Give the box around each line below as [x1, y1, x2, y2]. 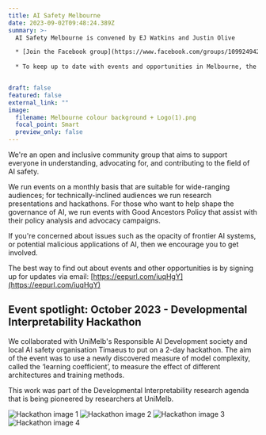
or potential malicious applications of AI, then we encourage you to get [8, 239, 239, 249]
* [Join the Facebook [15, 48, 87, 56]
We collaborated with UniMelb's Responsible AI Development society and [8, 336, 248, 345]
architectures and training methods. [8, 370, 125, 380]
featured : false [8, 91, 62, 99]
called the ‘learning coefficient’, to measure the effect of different [8, 361, 221, 371]
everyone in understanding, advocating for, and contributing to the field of [8, 158, 250, 167]
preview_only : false [15, 128, 83, 136]
